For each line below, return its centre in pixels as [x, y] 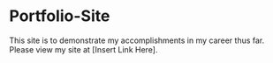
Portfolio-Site [60, 16]
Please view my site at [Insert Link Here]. [83, 49]
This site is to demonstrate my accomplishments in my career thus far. [137, 40]
